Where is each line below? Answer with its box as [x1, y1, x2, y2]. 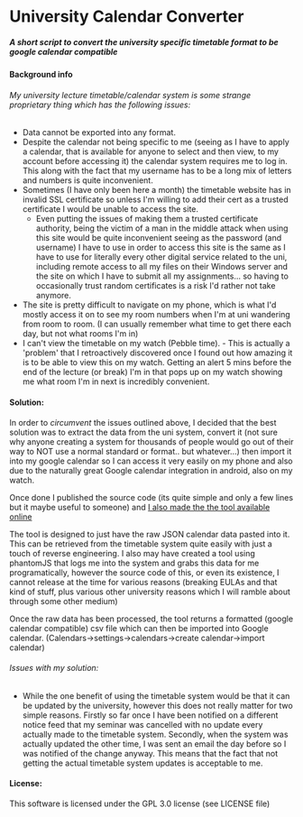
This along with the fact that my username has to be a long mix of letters [22, 165, 292, 177]
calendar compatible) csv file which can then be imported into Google [9, 622, 269, 633]
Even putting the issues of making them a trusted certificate [35, 214, 259, 225]
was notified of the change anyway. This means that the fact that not [22, 748, 279, 758]
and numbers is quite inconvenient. [22, 175, 153, 186]
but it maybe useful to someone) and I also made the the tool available [9, 501, 271, 512]
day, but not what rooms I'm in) [22, 328, 139, 339]
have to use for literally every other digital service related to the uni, [35, 252, 288, 262]
